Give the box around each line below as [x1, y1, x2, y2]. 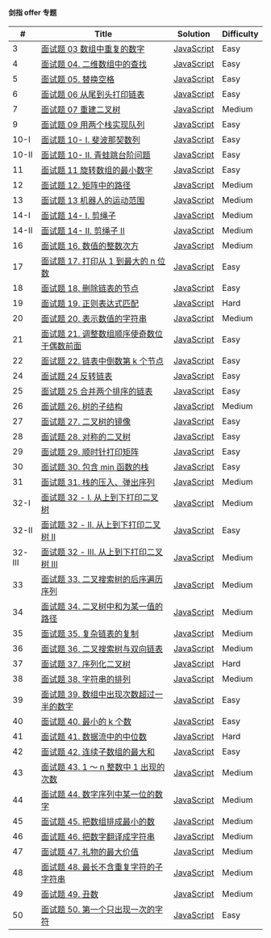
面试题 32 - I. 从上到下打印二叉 [40, 492, 159, 503]
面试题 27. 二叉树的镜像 [40, 416, 131, 427]
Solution [177, 28, 211, 40]
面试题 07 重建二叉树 [40, 104, 121, 116]
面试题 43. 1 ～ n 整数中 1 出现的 [40, 762, 165, 773]
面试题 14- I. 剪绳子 [40, 210, 117, 221]
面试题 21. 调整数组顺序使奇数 [40, 328, 156, 339]
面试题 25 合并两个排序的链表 [40, 386, 153, 397]
